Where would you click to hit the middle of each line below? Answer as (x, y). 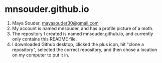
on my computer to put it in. (41, 55)
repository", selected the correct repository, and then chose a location (85, 49)
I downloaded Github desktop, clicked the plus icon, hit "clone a (78, 44)
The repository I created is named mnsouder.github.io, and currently (83, 33)
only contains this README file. (44, 39)
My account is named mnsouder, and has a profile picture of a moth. (83, 28)
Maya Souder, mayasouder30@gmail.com (55, 23)
